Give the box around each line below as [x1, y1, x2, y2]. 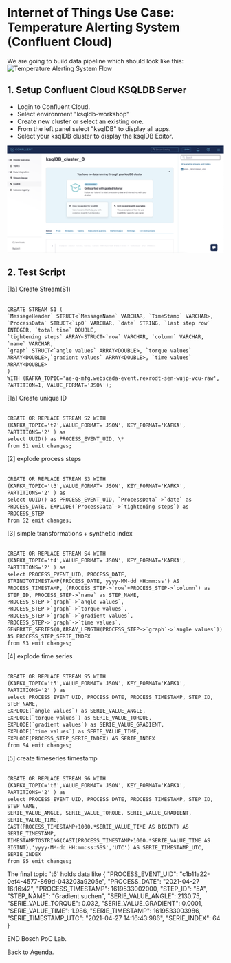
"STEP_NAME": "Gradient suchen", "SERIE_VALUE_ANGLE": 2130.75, [7, 891, 201, 900]
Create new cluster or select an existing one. [16, 117, 144, 125]
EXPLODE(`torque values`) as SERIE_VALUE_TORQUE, [7, 714, 153, 721]
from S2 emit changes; [7, 517, 72, 524]
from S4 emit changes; [7, 742, 72, 749]
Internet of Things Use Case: [7, 5, 175, 21]
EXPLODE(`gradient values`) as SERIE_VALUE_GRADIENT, [7, 721, 165, 728]
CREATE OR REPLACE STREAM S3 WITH [7, 476, 107, 483]
